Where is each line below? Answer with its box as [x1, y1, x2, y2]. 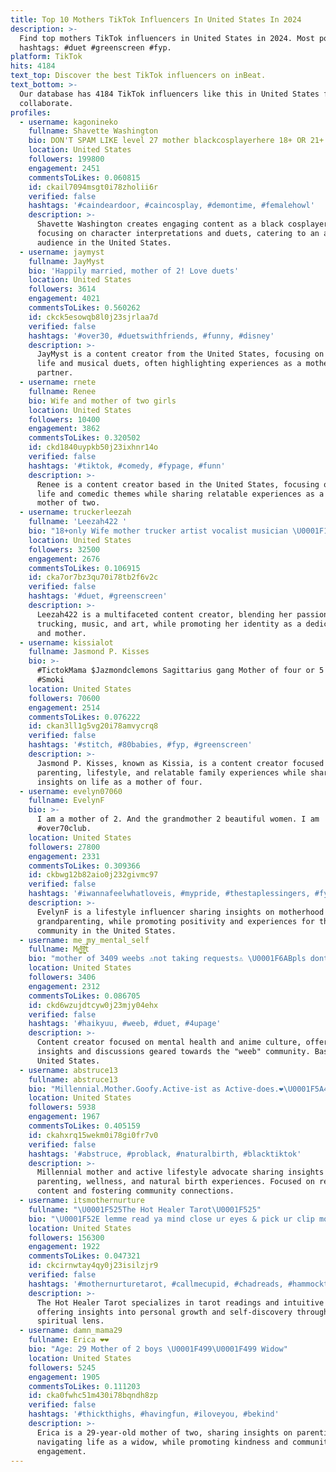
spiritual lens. [36, 1316, 105, 1326]
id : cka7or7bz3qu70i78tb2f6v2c [28, 572, 159, 583]
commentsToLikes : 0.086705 [28, 991, 141, 1001]
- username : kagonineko [19, 117, 118, 127]
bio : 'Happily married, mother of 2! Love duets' [28, 266, 240, 276]
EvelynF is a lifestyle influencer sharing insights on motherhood [36, 907, 325, 917]
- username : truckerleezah [19, 507, 132, 518]
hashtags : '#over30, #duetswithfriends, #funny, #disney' [28, 331, 275, 341]
